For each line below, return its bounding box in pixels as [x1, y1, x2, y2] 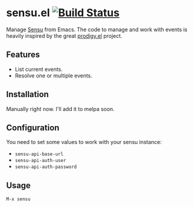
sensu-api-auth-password [14, 164, 77, 170]
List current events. [14, 65, 63, 73]
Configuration [6, 122, 60, 133]
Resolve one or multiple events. [14, 72, 93, 79]
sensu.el [6, 6, 50, 20]
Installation [6, 89, 49, 100]
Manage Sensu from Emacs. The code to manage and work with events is [6, 26, 188, 33]
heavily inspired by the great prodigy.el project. [6, 32, 122, 39]
